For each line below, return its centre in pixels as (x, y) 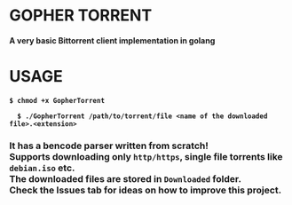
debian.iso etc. (42, 168)
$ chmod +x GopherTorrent (57, 100)
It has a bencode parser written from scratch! (109, 146)
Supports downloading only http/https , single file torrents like (146, 157)
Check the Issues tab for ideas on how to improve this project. (146, 190)
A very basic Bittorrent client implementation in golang (112, 40)
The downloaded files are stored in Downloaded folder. (126, 179)
